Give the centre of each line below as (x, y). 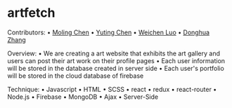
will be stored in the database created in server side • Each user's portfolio (116, 68)
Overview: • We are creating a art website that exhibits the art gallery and (114, 53)
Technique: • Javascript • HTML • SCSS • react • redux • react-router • (112, 89)
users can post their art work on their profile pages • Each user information (116, 60)
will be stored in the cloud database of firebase (76, 76)
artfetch (31, 13)
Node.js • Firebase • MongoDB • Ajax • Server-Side (83, 97)
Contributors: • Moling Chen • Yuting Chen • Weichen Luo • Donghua (108, 32)
